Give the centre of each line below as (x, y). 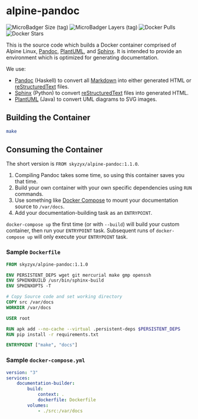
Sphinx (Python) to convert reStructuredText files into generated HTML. (102, 93)
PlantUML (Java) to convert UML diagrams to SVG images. (86, 99)
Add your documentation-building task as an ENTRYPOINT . (83, 213)
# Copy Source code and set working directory (64, 297)
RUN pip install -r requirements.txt (52, 335)
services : (18, 378)
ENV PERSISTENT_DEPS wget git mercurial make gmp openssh (79, 275)
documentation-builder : (46, 384)
